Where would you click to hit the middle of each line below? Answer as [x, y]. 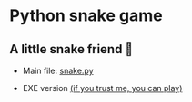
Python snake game [86, 16]
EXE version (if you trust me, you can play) [102, 88]
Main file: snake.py [58, 70]
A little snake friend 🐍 [71, 49]
